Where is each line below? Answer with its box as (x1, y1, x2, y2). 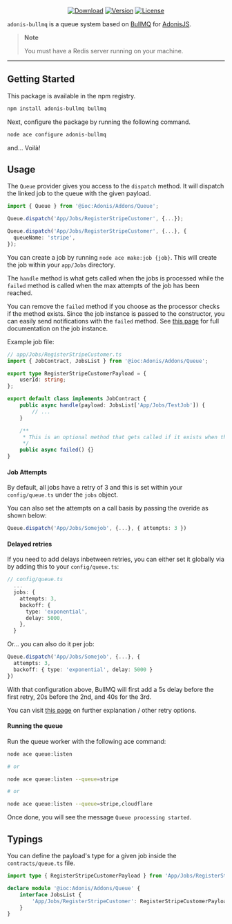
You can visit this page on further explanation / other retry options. (7, 706, 197, 714)
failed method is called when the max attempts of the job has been (7, 281, 200, 290)
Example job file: (7, 337, 55, 346)
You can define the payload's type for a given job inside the (7, 852, 177, 860)
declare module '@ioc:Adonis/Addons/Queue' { (7, 885, 140, 891)
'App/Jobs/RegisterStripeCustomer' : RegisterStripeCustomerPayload (32, 898, 230, 905)
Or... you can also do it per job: (7, 640, 95, 648)
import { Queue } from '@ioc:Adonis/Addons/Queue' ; (7, 203, 159, 210)
